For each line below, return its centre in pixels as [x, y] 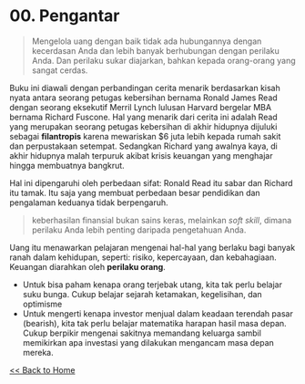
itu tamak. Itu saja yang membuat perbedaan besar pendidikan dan [135, 192]
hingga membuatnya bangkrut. [67, 165]
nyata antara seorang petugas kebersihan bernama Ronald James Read [143, 98]
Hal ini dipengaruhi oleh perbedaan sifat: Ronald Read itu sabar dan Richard [151, 182]
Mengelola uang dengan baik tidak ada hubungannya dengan [147, 41]
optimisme [42, 304]
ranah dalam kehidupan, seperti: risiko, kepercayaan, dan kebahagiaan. [143, 257]
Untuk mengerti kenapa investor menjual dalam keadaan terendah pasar [158, 313]
